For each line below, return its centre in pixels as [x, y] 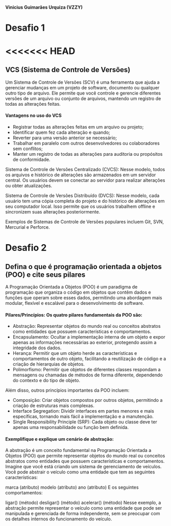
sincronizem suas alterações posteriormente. [53, 211]
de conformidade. [31, 159]
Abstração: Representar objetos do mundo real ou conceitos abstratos [87, 326]
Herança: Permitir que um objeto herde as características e [75, 353]
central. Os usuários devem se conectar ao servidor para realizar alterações [85, 180]
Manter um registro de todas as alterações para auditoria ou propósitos [88, 154]
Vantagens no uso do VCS [34, 115]
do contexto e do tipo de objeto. [46, 380]
